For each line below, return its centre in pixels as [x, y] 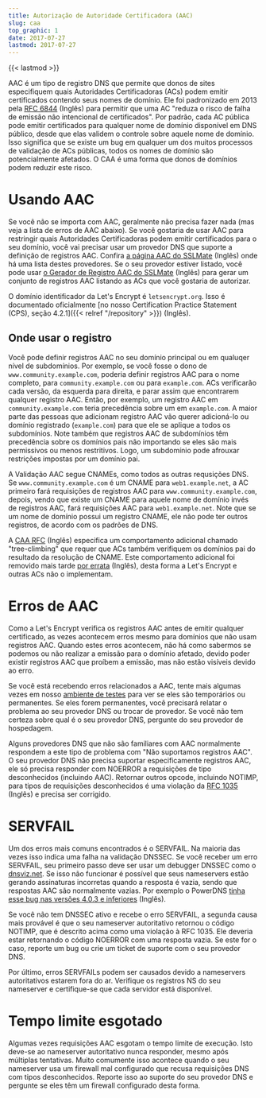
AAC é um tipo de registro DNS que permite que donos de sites [112, 83]
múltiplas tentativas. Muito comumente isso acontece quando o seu [119, 1060]
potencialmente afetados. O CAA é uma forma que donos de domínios [123, 159]
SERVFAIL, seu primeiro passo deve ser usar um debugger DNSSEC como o [132, 865]
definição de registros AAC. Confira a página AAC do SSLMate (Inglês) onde [133, 256]
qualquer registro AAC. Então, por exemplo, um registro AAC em [113, 399]
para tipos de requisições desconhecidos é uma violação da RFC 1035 [123, 786]
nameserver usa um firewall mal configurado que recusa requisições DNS [129, 1068]
